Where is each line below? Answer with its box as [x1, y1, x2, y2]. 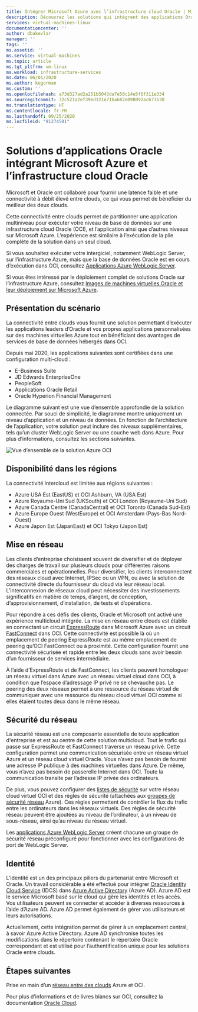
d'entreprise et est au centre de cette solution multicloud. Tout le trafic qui [6, 737, 187, 744]
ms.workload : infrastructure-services [6, 69, 101, 75]
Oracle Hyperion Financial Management [14, 392, 111, 399]
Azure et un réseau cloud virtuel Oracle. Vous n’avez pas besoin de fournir [6, 756, 187, 763]
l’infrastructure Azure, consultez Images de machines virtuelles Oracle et [6, 280, 183, 287]
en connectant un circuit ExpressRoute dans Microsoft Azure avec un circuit [6, 623, 191, 630]
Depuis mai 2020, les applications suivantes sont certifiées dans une [6, 349, 173, 356]
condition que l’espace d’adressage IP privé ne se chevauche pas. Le [6, 679, 174, 686]
